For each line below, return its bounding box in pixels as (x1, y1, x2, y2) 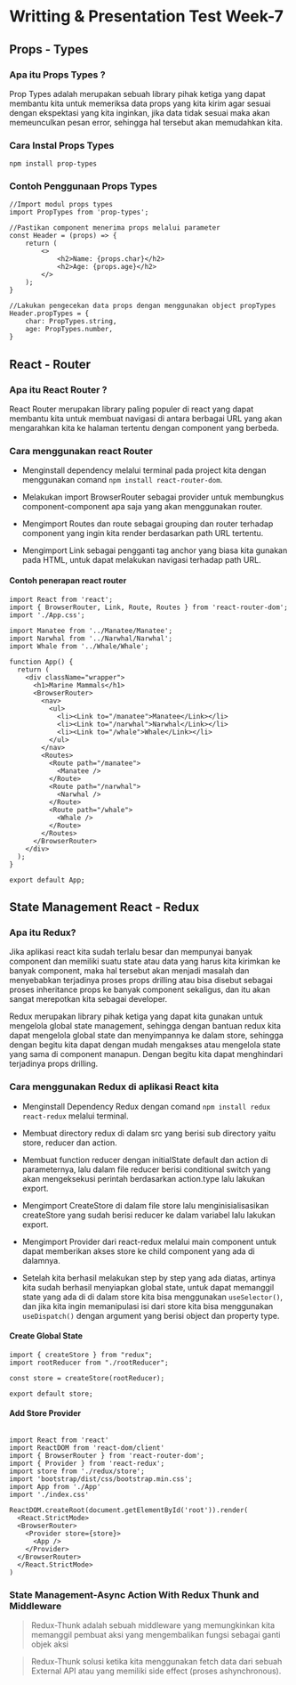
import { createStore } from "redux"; (9, 1350, 153, 1359)
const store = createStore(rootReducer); (9, 1373, 165, 1382)
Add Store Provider (9, 1408, 82, 1419)
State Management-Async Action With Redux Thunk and (9, 1588, 260, 1600)
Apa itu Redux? (9, 926, 76, 939)
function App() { (9, 657, 74, 666)
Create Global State (9, 1331, 83, 1341)
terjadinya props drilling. (9, 1058, 99, 1070)
